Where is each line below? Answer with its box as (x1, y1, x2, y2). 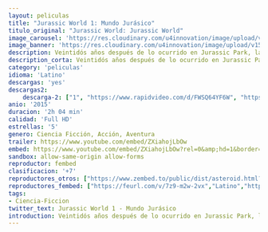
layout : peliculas (8, 11, 69, 20)
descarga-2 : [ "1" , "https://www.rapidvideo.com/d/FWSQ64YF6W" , (22, 93, 238, 101)
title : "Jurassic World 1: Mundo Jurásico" (8, 19, 156, 27)
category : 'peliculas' (8, 64, 84, 72)
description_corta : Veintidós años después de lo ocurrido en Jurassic (8, 57, 251, 65)
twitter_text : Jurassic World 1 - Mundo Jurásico (8, 204, 177, 212)
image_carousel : (8, 33, 62, 42)
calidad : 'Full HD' (8, 116, 73, 124)
